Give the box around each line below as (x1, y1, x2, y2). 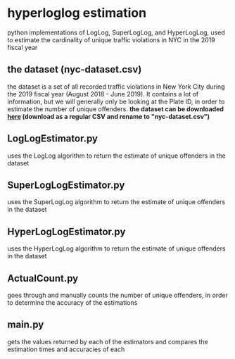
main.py (7, 319, 44, 331)
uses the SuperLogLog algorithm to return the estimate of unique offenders (7, 198, 226, 206)
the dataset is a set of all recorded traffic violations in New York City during (7, 82, 225, 91)
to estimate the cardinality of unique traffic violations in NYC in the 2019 (7, 35, 216, 44)
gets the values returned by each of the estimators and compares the (7, 337, 209, 346)
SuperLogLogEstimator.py (7, 179, 125, 191)
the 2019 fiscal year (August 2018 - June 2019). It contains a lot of (7, 89, 199, 98)
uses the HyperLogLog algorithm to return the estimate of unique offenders (7, 244, 227, 253)
